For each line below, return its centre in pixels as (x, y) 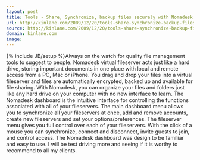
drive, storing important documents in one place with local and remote (92, 68)
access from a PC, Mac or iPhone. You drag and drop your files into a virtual (99, 75)
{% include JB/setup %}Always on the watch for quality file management (96, 56)
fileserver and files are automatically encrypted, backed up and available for (99, 81)
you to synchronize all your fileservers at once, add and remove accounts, (97, 113)
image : (14, 39)
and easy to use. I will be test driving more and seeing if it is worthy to (92, 144)
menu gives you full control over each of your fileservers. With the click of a (99, 125)
